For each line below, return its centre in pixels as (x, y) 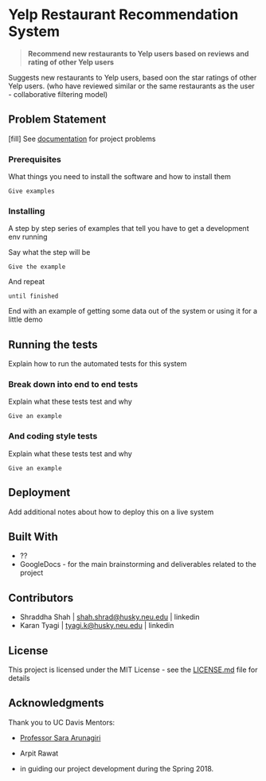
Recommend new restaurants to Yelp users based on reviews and (138, 53)
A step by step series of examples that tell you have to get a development (129, 228)
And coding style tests (53, 436)
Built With (33, 536)
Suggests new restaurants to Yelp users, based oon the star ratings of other (133, 77)
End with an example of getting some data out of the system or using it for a (133, 311)
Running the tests (53, 344)
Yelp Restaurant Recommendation (123, 15)
